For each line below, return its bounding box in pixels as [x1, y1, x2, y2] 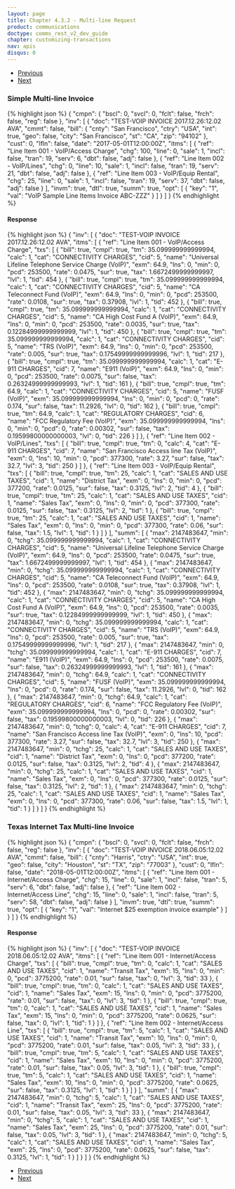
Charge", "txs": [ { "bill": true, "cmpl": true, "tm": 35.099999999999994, [7, 246, 216, 254]
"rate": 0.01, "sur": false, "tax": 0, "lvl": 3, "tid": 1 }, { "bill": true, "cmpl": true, [7, 996, 228, 1005]
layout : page [7, 10, 46, 18]
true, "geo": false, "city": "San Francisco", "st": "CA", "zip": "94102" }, [7, 132, 208, 140]
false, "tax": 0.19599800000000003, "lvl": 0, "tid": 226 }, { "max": [7, 715, 198, 723]
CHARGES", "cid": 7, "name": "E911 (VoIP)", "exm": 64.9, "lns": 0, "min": [18, 365, 224, 373]
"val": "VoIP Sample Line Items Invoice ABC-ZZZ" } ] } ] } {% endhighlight [7, 192, 220, 200]
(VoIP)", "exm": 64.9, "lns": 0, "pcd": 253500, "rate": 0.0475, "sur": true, [7, 551, 215, 560]
